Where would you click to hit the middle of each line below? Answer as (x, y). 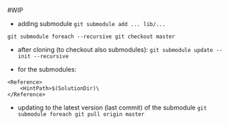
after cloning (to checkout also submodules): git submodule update (115, 50)
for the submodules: (47, 69)
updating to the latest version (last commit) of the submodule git (112, 107)
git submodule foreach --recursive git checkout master (91, 37)
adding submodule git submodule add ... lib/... (92, 24)
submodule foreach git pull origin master (81, 114)
